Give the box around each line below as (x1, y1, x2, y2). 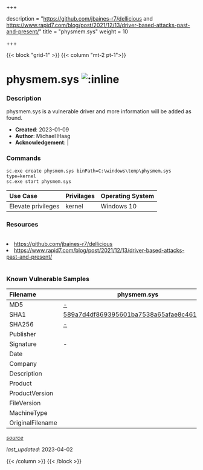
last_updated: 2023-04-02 (6, 446, 74, 453)
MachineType (9, 409, 48, 417)
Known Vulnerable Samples (6, 275, 89, 283)
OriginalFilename (9, 419, 57, 427)
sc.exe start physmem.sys (6, 178, 71, 185)
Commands (6, 154, 41, 162)
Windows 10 (100, 202, 137, 210)
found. (6, 114, 23, 122)
